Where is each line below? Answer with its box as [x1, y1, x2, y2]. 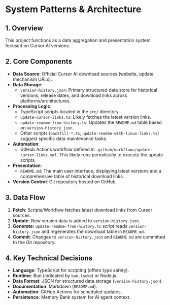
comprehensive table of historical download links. [20, 173, 124, 179]
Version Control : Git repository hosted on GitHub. [12, 179, 117, 185]
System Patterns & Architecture [5, 4, 142, 15]
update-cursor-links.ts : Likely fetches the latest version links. [20, 114, 151, 120]
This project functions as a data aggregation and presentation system [5, 37, 151, 43]
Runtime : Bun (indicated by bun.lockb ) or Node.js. [12, 273, 118, 279]
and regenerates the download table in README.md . [41, 228, 146, 234]
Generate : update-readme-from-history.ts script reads [12, 223, 128, 229]
